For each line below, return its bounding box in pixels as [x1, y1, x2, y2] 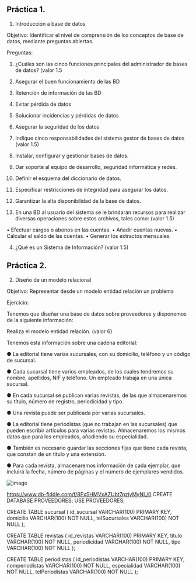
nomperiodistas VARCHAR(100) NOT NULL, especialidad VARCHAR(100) [6, 562, 181, 569]
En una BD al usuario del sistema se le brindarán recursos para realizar [15, 209, 185, 216]
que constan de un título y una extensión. [6, 450, 106, 458]
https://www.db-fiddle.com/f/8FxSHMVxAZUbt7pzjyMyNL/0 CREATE [6, 490, 173, 497]
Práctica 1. [6, 5, 45, 15]
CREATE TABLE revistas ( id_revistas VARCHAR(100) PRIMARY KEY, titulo [6, 532, 183, 539]
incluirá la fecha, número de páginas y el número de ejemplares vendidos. [6, 468, 184, 475]
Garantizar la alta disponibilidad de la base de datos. [15, 197, 142, 204]
